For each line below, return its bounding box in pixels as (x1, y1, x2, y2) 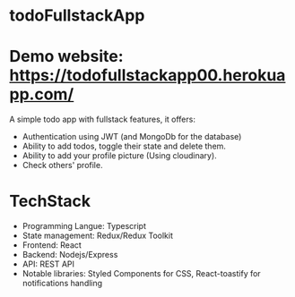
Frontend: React (22, 240, 82, 250)
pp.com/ (9, 84, 74, 105)
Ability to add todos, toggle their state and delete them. (22, 140, 227, 152)
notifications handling (22, 278, 103, 289)
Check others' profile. (22, 160, 103, 171)
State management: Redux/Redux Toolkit (22, 230, 173, 242)
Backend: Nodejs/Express (22, 250, 118, 260)
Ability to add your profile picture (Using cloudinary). (22, 150, 217, 161)
